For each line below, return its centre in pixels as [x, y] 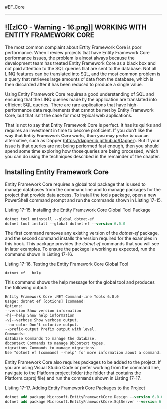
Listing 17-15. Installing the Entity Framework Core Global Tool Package [78, 210]
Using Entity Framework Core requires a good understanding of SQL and [80, 94]
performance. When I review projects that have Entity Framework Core [78, 52]
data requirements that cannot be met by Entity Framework [93, 110]
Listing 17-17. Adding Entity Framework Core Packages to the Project [75, 388]
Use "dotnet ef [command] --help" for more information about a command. [83, 352]
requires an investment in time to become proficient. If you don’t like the [79, 130]
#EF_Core [15, 7]
